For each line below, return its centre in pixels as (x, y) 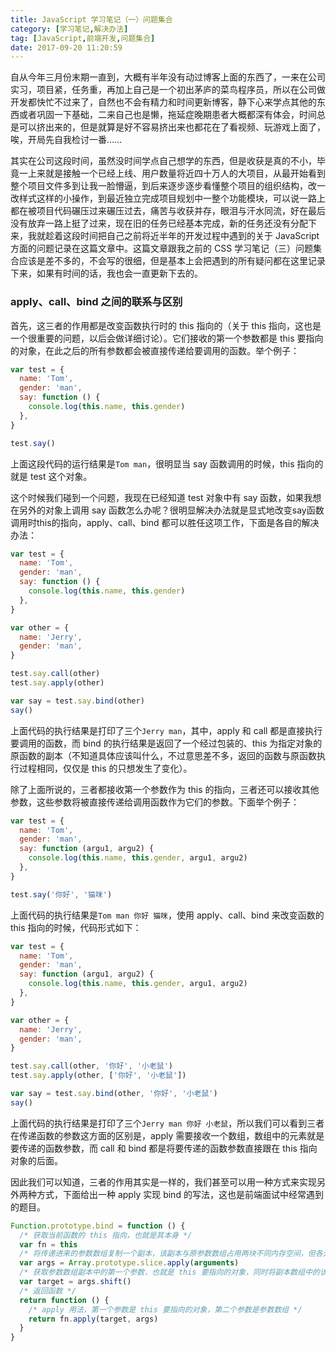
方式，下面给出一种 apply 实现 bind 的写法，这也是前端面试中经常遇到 (180, 1194)
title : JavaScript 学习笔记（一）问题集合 (91, 19)
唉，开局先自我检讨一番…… (66, 140)
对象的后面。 (36, 1160)
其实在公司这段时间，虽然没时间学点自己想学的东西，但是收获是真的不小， (163, 161)
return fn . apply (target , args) (93, 1319)
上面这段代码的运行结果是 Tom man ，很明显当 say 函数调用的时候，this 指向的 (167, 463)
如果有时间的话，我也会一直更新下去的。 (119, 273)
